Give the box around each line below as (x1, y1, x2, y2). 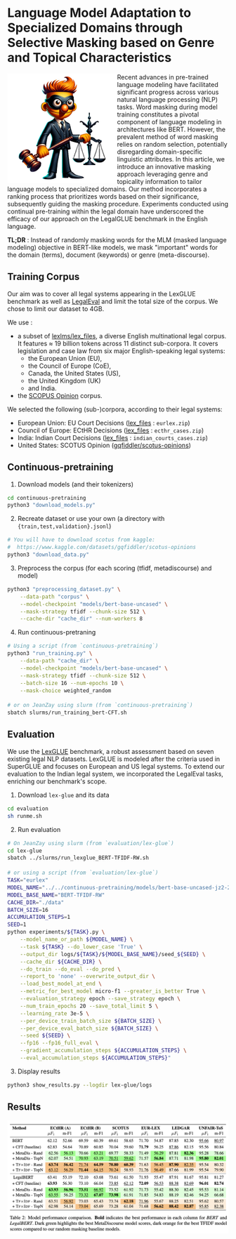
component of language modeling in (117, 117, 222, 126)
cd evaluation (7, 805, 49, 812)
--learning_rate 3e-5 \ (20, 1009, 90, 1017)
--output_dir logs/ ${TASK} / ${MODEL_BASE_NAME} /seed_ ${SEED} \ (20, 950, 206, 958)
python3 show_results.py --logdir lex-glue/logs (7, 1081, 152, 1089)
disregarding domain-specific (117, 147, 203, 156)
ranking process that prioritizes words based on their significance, (7, 192, 199, 201)
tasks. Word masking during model (117, 102, 218, 111)
